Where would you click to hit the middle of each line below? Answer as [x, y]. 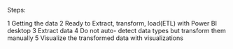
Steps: [16, 10]
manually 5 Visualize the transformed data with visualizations [96, 38]
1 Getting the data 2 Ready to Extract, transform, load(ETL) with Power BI [112, 23]
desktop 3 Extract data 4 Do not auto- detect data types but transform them [116, 31]
